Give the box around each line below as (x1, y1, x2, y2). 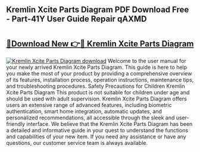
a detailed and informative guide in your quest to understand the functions (6, 127, 189, 134)
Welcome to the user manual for (108, 58, 186, 64)
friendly (6, 121, 26, 127)
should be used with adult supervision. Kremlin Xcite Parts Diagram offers (6, 95, 187, 102)
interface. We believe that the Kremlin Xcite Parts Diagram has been (26, 121, 193, 127)
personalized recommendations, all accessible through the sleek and (6, 114, 175, 121)
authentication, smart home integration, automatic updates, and (6, 108, 162, 115)
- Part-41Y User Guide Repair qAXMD (6, 14, 147, 24)
